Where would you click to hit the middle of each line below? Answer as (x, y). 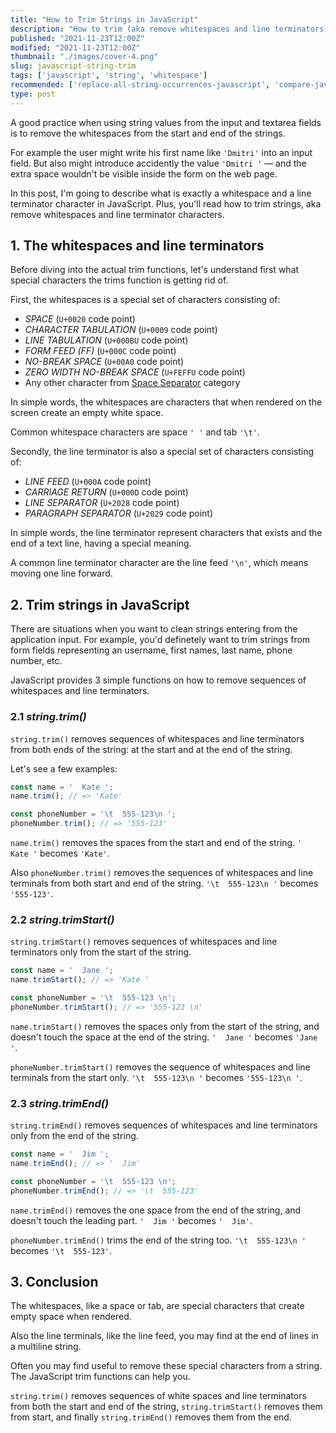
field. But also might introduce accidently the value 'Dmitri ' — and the (158, 163)
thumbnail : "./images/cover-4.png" (84, 57)
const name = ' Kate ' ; (62, 787)
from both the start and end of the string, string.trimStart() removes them (166, 1407)
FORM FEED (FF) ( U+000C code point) (100, 351)
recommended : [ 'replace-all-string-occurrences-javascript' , (140, 85)
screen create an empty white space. (87, 413)
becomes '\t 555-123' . (61, 1250)
